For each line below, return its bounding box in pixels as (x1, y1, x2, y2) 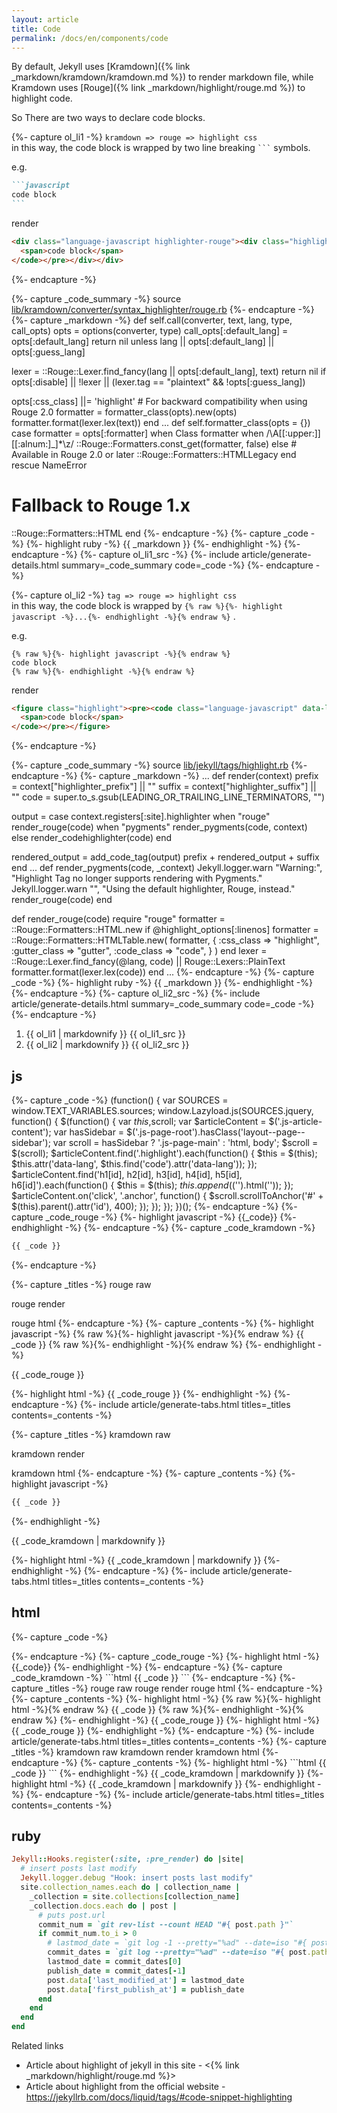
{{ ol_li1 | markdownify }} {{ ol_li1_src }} (25, 1028, 186, 1040)
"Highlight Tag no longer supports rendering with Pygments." (11, 872, 263, 885)
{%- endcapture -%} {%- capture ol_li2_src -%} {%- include (11, 987, 261, 1000)
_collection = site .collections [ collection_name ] (29, 1891, 241, 1901)
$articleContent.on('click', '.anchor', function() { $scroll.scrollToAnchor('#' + (11, 1190, 324, 1201)
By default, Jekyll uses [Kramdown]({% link (11, 61, 191, 73)
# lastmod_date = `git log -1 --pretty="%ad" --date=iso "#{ (47, 1938, 308, 1948)
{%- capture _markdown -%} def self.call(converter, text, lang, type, (11, 314, 293, 326)
